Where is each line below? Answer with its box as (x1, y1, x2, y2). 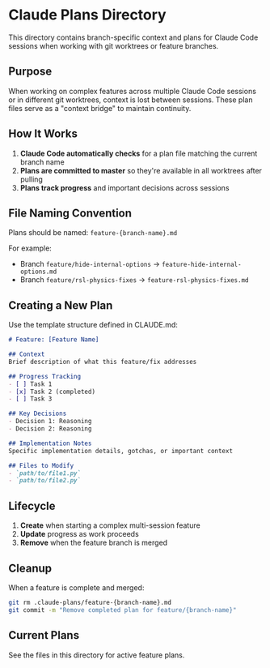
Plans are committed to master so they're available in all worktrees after (19, 165, 263, 175)
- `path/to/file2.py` (8, 477, 82, 485)
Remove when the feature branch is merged (19, 537, 168, 548)
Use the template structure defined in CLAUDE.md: (8, 320, 178, 330)
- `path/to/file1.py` (8, 469, 82, 477)
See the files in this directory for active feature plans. (8, 650, 185, 660)
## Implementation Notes (8, 439, 92, 447)
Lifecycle (8, 499, 56, 512)
